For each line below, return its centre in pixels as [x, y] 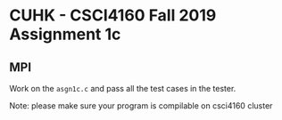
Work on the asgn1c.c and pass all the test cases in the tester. [123, 88]
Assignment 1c [65, 34]
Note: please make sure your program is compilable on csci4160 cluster [141, 106]
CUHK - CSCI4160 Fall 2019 [113, 16]
